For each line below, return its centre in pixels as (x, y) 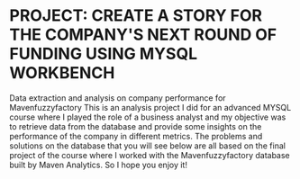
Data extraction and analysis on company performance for (118, 98)
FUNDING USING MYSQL (104, 54)
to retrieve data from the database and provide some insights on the (136, 126)
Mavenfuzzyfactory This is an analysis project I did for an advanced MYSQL (150, 107)
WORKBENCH (62, 73)
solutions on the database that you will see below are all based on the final (148, 146)
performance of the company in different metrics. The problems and (136, 136)
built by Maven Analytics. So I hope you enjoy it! (98, 165)
